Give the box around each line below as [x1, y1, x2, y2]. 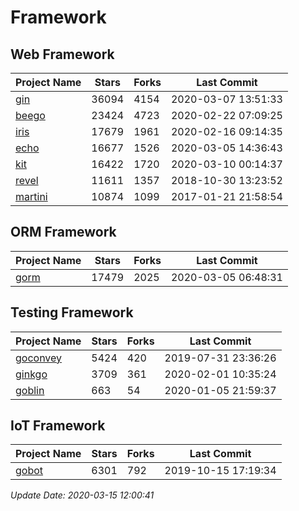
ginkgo [15, 367, 48, 381]
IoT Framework [10, 417, 106, 435]
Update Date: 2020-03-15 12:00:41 [10, 489, 155, 501]
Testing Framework [10, 304, 134, 321]
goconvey [15, 351, 63, 365]
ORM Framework [10, 224, 117, 241]
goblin [15, 383, 45, 397]
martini [15, 190, 48, 203]
